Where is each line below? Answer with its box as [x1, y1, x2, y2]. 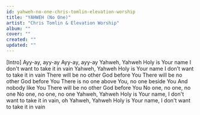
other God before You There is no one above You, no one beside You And [6, 77, 188, 84]
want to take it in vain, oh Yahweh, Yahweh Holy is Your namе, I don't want [6, 96, 191, 104]
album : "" [6, 25, 31, 32]
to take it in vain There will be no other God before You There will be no [6, 71, 183, 78]
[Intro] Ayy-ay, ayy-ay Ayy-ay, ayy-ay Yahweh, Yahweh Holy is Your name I [6, 58, 191, 66]
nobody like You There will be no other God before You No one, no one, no [6, 84, 191, 91]
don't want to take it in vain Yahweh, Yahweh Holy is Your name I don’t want [6, 65, 194, 72]
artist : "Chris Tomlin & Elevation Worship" [6, 20, 120, 26]
